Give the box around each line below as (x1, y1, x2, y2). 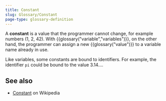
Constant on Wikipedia (12, 90, 60, 96)
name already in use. (5, 46, 49, 53)
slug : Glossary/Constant (5, 12, 58, 17)
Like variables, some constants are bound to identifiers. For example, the (5, 57, 156, 63)
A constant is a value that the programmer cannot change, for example (5, 31, 153, 37)
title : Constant (5, 7, 39, 13)
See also (5, 76, 33, 85)
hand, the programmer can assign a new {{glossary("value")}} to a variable (5, 41, 161, 47)
